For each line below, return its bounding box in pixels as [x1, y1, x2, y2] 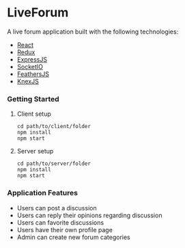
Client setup [16, 110, 51, 118]
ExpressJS [16, 55, 48, 63]
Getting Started [7, 94, 59, 103]
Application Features [7, 188, 79, 198]
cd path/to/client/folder [16, 123, 91, 130]
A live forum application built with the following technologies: [7, 27, 179, 36]
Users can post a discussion [16, 203, 97, 212]
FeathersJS [16, 70, 50, 78]
